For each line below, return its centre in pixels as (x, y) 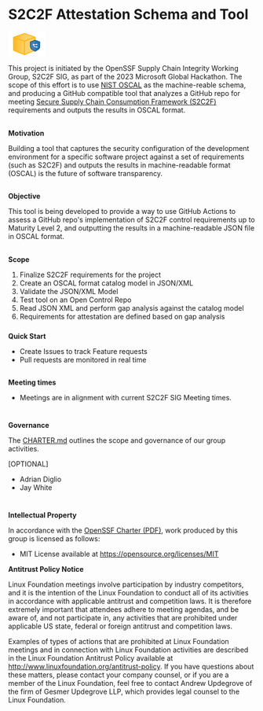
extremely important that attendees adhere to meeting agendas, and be (124, 610)
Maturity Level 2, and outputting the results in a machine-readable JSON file (131, 228)
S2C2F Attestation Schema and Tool (128, 15)
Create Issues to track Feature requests (83, 351)
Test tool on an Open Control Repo (75, 300)
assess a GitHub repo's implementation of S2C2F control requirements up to (131, 220)
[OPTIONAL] (28, 464)
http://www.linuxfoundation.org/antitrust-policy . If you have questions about (131, 667)
